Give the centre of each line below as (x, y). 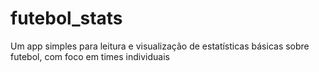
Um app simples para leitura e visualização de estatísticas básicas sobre (160, 46)
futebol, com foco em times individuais (90, 56)
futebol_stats (66, 18)
